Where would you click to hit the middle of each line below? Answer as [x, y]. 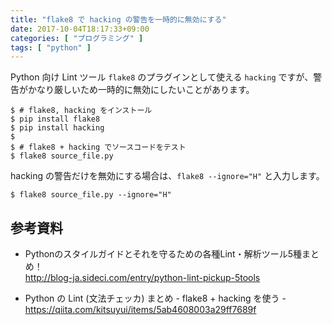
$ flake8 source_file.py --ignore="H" [91, 195]
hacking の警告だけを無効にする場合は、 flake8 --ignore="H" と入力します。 [167, 176]
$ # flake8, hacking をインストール [81, 111]
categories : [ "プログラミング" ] [77, 38]
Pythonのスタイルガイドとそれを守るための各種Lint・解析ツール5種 [163, 254]
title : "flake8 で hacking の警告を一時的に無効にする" [118, 19]
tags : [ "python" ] [51, 47]
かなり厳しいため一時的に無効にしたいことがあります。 [141, 90]
